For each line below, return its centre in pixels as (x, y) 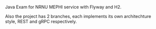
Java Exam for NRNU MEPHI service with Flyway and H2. (63, 7)
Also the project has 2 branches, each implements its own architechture (78, 16)
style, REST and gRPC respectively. (41, 22)
